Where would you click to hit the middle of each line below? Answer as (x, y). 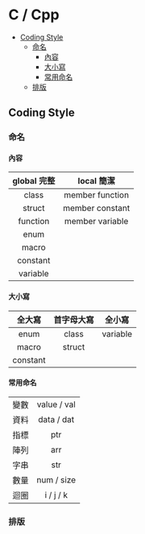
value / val (56, 404)
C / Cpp (34, 15)
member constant (97, 209)
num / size (56, 479)
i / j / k (56, 495)
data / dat (56, 419)
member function (97, 195)
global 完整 (34, 181)
